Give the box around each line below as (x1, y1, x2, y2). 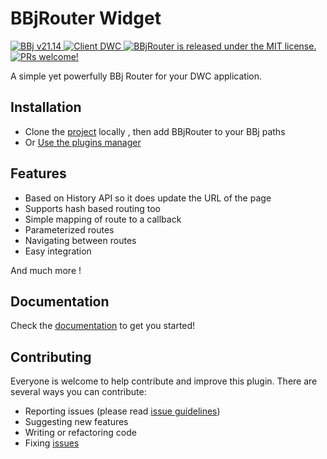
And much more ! (10, 264, 82, 276)
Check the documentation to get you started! (10, 320, 196, 332)
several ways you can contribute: (10, 386, 147, 398)
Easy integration (24, 245, 92, 257)
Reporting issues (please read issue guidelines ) (24, 405, 221, 417)
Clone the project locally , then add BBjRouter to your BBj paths (24, 125, 286, 137)
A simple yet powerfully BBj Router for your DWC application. (10, 70, 262, 82)
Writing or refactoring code (24, 427, 137, 439)
